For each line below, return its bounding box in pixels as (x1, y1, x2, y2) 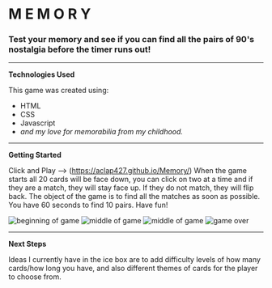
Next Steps (8, 239, 47, 249)
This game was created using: (8, 86, 109, 95)
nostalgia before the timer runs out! (8, 44, 151, 55)
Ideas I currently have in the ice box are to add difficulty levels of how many (8, 255, 261, 265)
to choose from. (8, 272, 62, 282)
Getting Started (8, 150, 62, 160)
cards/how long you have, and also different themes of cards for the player (8, 264, 258, 273)
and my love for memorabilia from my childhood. (19, 127, 184, 137)
